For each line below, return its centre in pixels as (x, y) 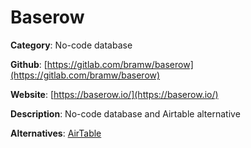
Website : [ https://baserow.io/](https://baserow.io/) (114, 94)
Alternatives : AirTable (56, 133)
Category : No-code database (71, 45)
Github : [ (29, 64)
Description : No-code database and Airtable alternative (125, 113)
